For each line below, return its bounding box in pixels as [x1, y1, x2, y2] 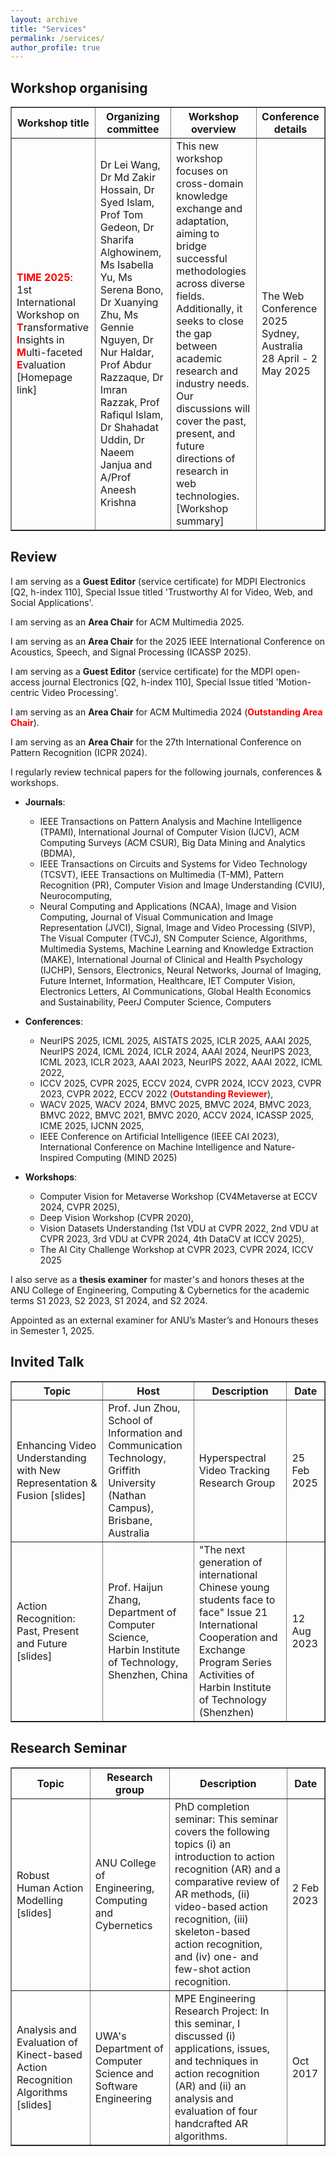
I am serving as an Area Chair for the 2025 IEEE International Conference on [10, 635, 326, 647]
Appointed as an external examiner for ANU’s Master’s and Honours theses [10, 1314, 319, 1326]
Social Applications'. [10, 596, 94, 608]
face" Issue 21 [198, 1605, 268, 1619]
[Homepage [16, 371, 73, 385]
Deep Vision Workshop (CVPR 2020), [39, 1211, 194, 1223]
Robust [16, 1868, 50, 1882]
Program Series [198, 1655, 272, 1669]
